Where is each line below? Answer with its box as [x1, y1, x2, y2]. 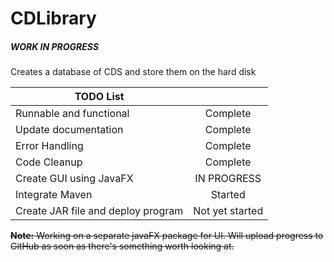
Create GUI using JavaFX [15, 172, 134, 186]
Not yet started [193, 204, 264, 218]
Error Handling [15, 139, 84, 153]
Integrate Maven [15, 188, 93, 202]
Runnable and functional [15, 107, 130, 121]
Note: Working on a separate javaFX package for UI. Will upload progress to [10, 230, 324, 242]
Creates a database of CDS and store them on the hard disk [10, 66, 257, 78]
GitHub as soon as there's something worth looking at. [10, 240, 235, 252]
